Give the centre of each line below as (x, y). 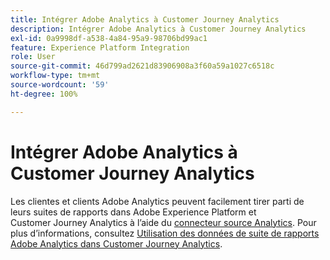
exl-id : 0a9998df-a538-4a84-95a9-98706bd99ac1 (109, 38)
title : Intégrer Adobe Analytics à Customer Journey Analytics (145, 19)
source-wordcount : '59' (60, 85)
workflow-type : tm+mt (55, 76)
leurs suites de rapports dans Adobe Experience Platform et (133, 212)
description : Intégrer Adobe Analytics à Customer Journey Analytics (158, 29)
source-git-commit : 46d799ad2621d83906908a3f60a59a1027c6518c (142, 66)
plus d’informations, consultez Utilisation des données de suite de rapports (165, 233)
